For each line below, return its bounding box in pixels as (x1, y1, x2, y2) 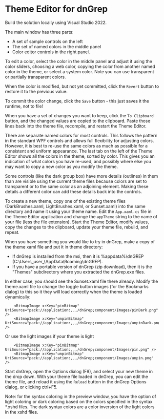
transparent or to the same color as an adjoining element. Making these (5, 183, 149, 189)
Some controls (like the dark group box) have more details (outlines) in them (5, 173, 158, 179)
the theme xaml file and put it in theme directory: (5, 244, 103, 250)
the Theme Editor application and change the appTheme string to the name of (5, 213, 158, 219)
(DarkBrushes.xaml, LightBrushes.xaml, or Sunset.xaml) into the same (5, 203, 145, 209)
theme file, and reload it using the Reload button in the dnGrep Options (5, 378, 146, 384)
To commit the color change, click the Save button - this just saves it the (5, 98, 149, 104)
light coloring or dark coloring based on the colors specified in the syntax (5, 398, 153, 404)
